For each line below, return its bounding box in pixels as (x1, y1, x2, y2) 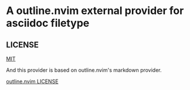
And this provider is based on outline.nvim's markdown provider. (6, 67, 162, 74)
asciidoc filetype (6, 16, 90, 30)
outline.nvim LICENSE (6, 78, 59, 85)
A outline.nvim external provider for (6, 4, 184, 18)
